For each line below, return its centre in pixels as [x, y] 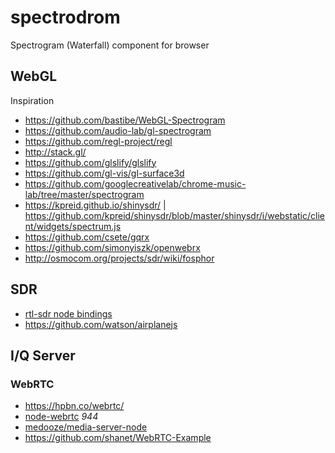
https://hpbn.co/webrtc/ [74, 406]
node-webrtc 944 [61, 417]
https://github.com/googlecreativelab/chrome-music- [135, 183]
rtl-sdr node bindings [68, 313]
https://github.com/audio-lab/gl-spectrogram [118, 130]
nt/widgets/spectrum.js [73, 226]
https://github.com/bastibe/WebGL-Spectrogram [125, 120]
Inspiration [32, 100]
